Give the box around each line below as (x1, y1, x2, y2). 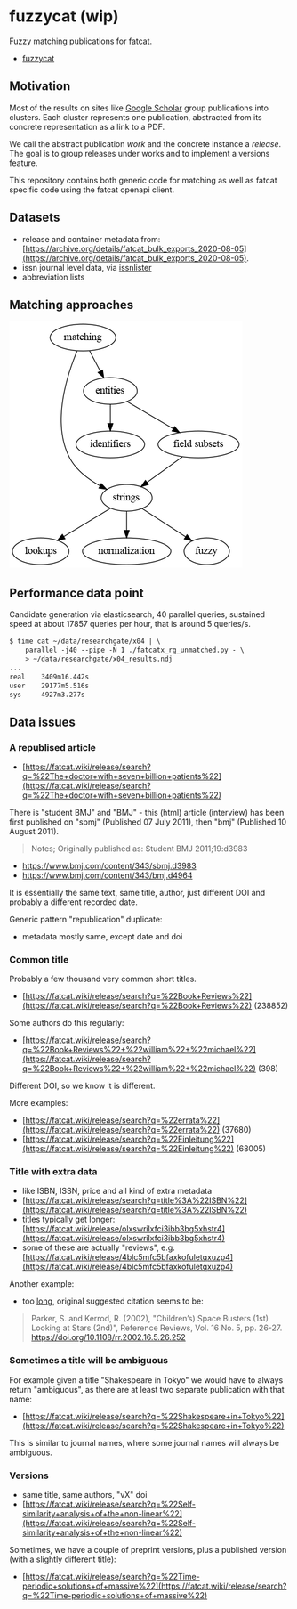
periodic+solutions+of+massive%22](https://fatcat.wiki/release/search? (21, 1581, 287, 1591)
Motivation (9, 78, 71, 94)
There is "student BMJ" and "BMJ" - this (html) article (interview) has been (9, 807, 285, 817)
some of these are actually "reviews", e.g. (21, 1242, 175, 1253)
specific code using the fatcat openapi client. (9, 184, 175, 195)
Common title (9, 953, 69, 965)
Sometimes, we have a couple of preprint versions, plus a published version (9, 1545, 287, 1556)
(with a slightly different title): (9, 1554, 117, 1564)
